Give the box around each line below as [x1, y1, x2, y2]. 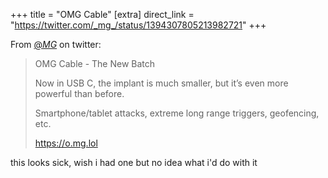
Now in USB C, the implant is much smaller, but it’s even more [34, 77, 289, 89]
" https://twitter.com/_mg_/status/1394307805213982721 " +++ [10, 19, 267, 31]
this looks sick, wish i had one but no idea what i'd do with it [10, 157, 258, 168]
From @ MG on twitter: [10, 39, 102, 50]
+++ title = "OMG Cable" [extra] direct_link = [10, 9, 195, 20]
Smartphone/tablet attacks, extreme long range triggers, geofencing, [34, 107, 320, 119]
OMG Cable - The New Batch [34, 58, 156, 69]
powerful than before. [34, 88, 125, 99]
